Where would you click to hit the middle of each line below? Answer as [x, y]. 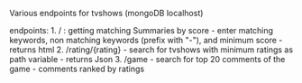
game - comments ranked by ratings [77, 69]
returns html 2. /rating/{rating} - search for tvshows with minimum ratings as [151, 50]
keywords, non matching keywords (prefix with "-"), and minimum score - [146, 40]
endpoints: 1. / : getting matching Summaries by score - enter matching [141, 30]
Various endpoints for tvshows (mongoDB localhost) [106, 13]
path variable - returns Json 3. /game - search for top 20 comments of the [147, 59]
